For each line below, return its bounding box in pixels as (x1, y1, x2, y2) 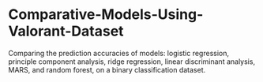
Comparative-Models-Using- (8, 6, 204, 24)
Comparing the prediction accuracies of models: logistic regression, (8, 48, 230, 58)
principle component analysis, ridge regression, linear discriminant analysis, (8, 57, 255, 66)
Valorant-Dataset (8, 22, 124, 40)
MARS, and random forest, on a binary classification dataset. (8, 65, 206, 74)
